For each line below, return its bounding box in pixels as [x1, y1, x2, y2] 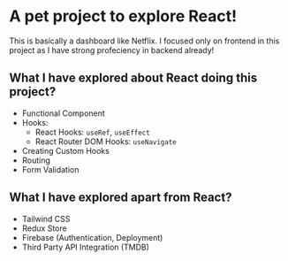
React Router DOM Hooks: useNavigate [34, 135, 177, 147]
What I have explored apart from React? [9, 190, 232, 205]
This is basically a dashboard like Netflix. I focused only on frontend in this [9, 35, 280, 46]
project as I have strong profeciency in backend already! [9, 44, 215, 55]
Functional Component [21, 108, 106, 119]
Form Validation [21, 164, 80, 174]
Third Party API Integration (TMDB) [21, 242, 150, 252]
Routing [21, 155, 51, 165]
